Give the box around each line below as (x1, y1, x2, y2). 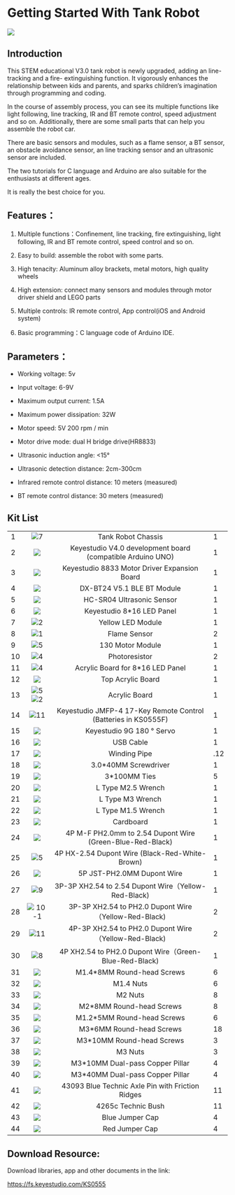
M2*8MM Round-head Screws (78, 1002, 182, 1012)
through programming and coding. (7, 89, 106, 97)
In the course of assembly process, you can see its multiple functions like (7, 102, 219, 111)
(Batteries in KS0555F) (92, 715, 169, 725)
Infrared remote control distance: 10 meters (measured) (17, 478, 178, 487)
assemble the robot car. (7, 125, 76, 133)
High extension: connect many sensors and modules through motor (17, 285, 212, 294)
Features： (7, 210, 56, 222)
